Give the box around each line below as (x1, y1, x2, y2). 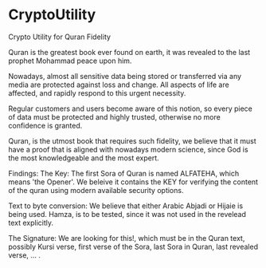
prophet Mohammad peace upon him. (8, 56, 132, 65)
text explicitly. (8, 218, 54, 227)
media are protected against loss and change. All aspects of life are (8, 80, 229, 89)
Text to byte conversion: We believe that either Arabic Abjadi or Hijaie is (8, 201, 244, 211)
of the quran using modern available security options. (8, 185, 184, 195)
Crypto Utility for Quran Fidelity (8, 32, 111, 41)
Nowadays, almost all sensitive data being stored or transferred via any (8, 71, 241, 81)
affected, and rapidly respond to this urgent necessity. (8, 88, 186, 97)
